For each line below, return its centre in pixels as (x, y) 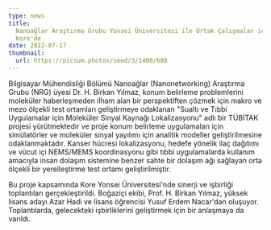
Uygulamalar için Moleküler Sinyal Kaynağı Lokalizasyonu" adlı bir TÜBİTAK (133, 117)
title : (19, 23)
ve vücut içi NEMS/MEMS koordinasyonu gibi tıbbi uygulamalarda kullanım (132, 152)
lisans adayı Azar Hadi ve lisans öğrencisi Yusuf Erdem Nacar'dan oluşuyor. (134, 201)
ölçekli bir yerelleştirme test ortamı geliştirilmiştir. (90, 169)
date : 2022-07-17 (38, 46)
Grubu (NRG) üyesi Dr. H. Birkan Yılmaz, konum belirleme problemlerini (126, 92)
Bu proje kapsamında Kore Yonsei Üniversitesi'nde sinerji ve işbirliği (121, 184)
